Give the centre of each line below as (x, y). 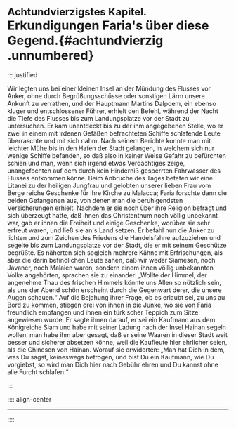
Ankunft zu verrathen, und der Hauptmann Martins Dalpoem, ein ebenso (112, 103)
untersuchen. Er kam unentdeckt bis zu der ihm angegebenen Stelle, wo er (116, 126)
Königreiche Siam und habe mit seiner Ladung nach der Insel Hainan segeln (117, 327)
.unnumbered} (51, 56)
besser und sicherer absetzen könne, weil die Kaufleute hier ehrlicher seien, (117, 342)
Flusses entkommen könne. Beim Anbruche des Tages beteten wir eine (110, 178)
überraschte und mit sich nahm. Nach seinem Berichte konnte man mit (109, 140)
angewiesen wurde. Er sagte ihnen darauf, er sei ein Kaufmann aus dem (111, 319)
